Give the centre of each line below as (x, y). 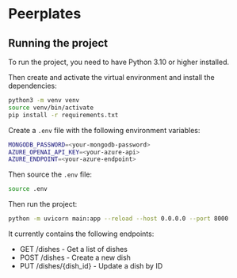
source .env (28, 189)
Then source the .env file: (50, 174)
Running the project (58, 43)
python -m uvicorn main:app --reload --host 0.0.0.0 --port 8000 (118, 219)
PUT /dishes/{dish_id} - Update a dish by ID (91, 266)
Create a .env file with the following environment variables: (104, 130)
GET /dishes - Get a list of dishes (74, 249)
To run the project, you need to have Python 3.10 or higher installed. (119, 62)
